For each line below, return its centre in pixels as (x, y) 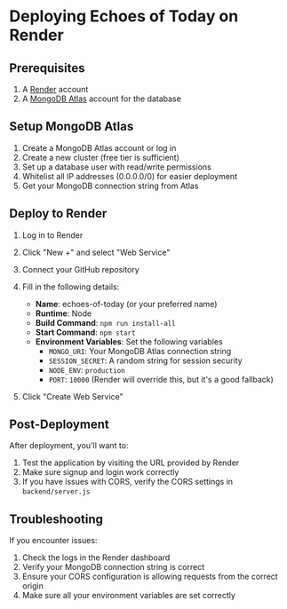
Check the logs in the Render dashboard (96, 558)
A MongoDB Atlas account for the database (102, 99)
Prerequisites (47, 68)
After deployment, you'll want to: (69, 446)
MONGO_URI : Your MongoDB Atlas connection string (140, 351)
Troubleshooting (56, 519)
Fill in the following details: (71, 287)
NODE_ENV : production (87, 369)
